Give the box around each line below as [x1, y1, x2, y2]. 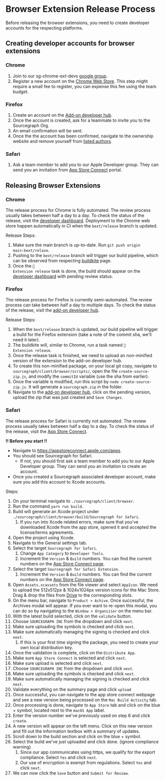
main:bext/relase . [12, 247, 50, 253]
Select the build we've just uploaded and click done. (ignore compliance [12, 739, 159, 745]
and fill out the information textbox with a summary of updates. [12, 728, 140, 734]
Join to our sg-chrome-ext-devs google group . [12, 73, 108, 79]
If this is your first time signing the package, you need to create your [20, 639, 159, 645]
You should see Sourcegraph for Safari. [12, 453, 93, 458]
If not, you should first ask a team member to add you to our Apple [20, 458, 155, 464]
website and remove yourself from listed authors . [12, 138, 112, 144]
